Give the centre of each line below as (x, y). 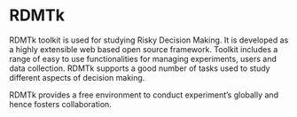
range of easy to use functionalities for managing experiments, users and (143, 58)
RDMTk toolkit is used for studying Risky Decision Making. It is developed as (149, 40)
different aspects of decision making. (77, 77)
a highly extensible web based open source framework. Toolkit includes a (144, 49)
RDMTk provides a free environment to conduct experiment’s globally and (144, 95)
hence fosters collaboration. (61, 104)
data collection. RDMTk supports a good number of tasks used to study (140, 68)
